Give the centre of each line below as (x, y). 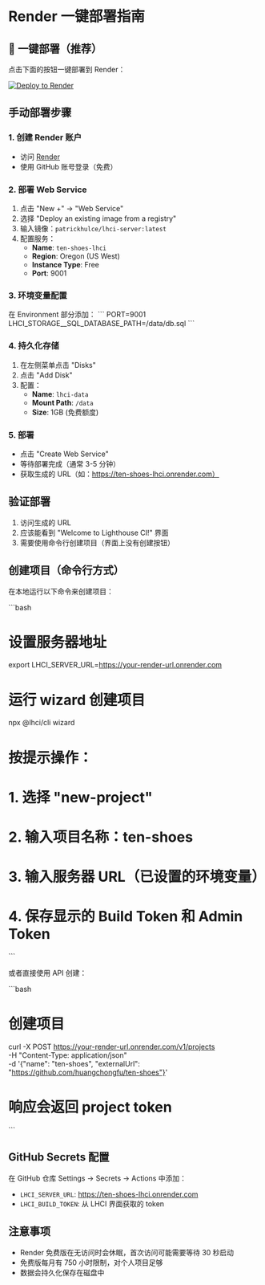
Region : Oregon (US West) (76, 256)
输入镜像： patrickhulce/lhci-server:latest (93, 228)
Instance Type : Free (66, 264)
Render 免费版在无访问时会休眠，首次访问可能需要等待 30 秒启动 (127, 1252)
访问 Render (40, 157)
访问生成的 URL (46, 522)
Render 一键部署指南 (77, 16)
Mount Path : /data (62, 402)
